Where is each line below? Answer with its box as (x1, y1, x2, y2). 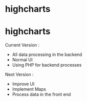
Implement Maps (12, 86, 46, 92)
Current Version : (5, 42, 40, 48)
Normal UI (12, 57, 33, 63)
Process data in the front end (12, 92, 71, 98)
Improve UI (12, 81, 35, 87)
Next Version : (5, 72, 34, 77)
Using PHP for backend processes (12, 62, 82, 68)
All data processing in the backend (12, 51, 82, 57)
